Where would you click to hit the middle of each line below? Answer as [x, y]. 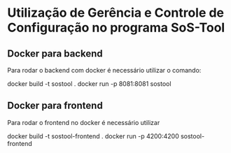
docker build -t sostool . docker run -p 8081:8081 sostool [89, 84]
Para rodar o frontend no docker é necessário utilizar [84, 122]
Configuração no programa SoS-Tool [116, 28]
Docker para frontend [55, 106]
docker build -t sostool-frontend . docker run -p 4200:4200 [93, 136]
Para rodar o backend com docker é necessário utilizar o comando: [104, 70]
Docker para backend [55, 53]
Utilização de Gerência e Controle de [116, 13]
